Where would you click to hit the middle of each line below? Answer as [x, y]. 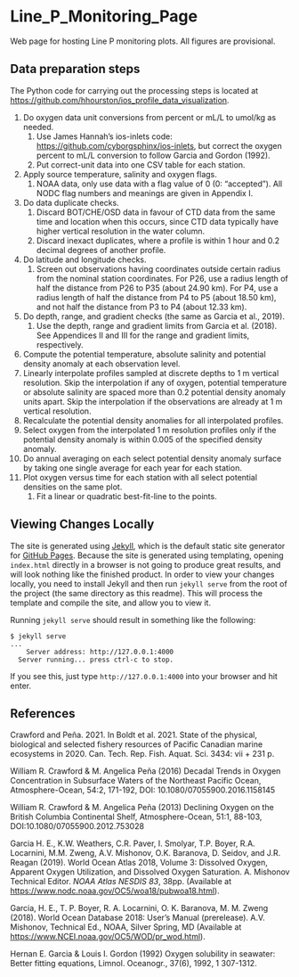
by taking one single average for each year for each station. [133, 468]
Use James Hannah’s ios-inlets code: [104, 136]
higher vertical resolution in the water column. [121, 231]
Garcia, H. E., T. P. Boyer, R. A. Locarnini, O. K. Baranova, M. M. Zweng [139, 908]
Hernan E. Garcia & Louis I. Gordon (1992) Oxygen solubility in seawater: [143, 954]
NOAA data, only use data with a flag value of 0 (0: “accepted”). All [159, 184]
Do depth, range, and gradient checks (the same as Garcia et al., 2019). [154, 316]
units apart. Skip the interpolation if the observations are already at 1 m [153, 401]
